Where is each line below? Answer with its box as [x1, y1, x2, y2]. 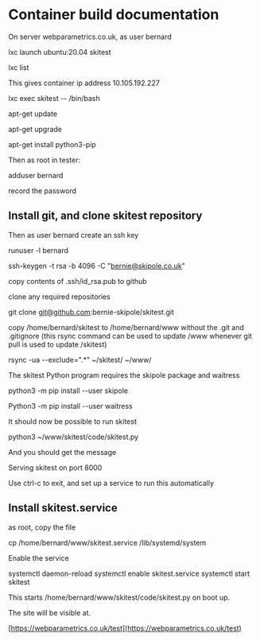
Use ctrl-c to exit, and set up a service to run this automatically [8, 478, 215, 488]
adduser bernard [8, 170, 64, 180]
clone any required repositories [8, 292, 111, 301]
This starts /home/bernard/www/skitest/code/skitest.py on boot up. [8, 592, 231, 602]
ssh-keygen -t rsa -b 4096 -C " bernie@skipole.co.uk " [8, 261, 185, 270]
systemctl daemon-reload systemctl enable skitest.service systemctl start [8, 569, 250, 578]
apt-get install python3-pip [8, 139, 97, 149]
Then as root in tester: [8, 155, 81, 165]
